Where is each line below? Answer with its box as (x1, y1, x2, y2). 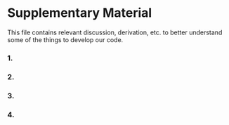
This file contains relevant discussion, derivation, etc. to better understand (7, 28, 223, 37)
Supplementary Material (7, 5, 152, 21)
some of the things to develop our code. (7, 35, 124, 44)
